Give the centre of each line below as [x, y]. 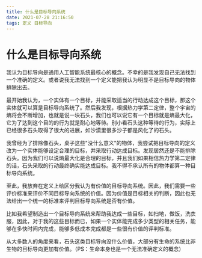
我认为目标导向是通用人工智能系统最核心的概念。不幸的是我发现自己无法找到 [101, 72]
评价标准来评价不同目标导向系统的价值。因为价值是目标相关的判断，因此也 [98, 194]
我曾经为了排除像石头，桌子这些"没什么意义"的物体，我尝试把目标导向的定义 [101, 143]
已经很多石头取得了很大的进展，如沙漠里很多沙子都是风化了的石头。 [90, 131]
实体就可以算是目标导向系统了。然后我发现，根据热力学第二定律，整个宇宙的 [101, 108]
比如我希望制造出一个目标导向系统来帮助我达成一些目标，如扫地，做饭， [96, 213]
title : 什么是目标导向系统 [36, 12]
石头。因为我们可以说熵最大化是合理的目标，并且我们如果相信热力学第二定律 [101, 158]
